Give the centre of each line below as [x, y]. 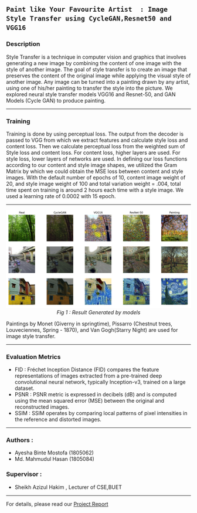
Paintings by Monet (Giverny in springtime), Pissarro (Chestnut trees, [89, 324]
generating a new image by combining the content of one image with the [94, 63]
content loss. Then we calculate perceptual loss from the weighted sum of [96, 146]
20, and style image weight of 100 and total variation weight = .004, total [94, 184]
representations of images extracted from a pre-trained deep [88, 376]
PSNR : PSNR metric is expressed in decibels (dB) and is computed [96, 395]
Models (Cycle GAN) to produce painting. [56, 100]
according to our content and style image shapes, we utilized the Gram [92, 165]
